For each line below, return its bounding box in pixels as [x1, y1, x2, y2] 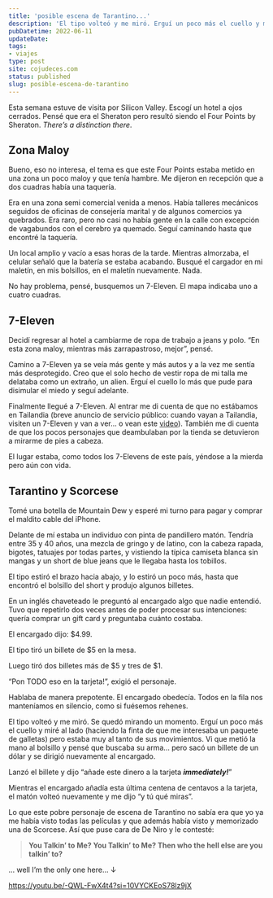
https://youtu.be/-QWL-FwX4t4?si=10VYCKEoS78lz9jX [8, 880, 193, 890]
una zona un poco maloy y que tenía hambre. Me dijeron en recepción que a [8, 173, 264, 183]
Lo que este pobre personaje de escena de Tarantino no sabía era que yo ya [8, 807, 264, 817]
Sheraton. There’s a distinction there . [8, 120, 132, 129]
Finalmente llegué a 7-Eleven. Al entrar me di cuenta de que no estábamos [8, 401, 258, 411]
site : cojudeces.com [8, 65, 79, 73]
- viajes [8, 50, 38, 58]
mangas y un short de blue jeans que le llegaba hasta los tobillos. [8, 555, 227, 566]
